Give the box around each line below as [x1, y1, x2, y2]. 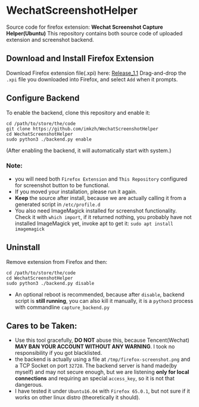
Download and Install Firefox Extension [6, 53, 154, 63]
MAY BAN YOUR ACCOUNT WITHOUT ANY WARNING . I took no [14, 343, 175, 350]
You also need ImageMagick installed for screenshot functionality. [14, 207, 177, 214]
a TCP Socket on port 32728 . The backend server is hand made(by [14, 362, 178, 369]
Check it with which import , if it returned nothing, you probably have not [14, 213, 192, 220]
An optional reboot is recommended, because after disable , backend [14, 291, 185, 298]
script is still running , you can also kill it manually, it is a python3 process [14, 297, 194, 304]
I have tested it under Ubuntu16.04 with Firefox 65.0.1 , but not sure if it [14, 387, 191, 395]
